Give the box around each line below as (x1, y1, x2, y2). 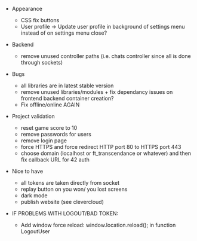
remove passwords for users (20, 131, 91, 138)
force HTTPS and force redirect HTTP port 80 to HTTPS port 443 (20, 144, 181, 150)
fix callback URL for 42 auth (20, 156, 90, 163)
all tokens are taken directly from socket (20, 179, 120, 186)
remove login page (20, 137, 67, 144)
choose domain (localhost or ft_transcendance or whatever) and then (20, 150, 192, 157)
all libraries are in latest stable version (20, 82, 114, 89)
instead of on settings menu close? (20, 29, 107, 36)
